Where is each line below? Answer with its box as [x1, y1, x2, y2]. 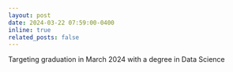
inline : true [8, 26, 51, 34]
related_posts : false [8, 33, 80, 41]
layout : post [8, 11, 51, 20]
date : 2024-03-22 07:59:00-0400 [8, 19, 115, 27]
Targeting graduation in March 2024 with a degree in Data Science [8, 55, 225, 64]
